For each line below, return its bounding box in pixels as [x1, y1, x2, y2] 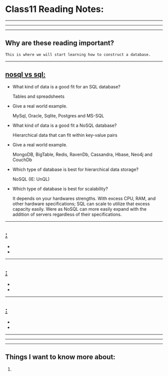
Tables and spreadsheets [12, 93, 65, 99]
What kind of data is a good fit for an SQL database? [12, 83, 121, 89]
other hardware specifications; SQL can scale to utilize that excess [12, 201, 150, 207]
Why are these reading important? [5, 39, 114, 47]
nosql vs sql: [5, 70, 46, 79]
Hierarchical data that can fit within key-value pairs [12, 132, 117, 138]
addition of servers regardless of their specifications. [12, 211, 122, 217]
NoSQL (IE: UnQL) [12, 176, 50, 182]
